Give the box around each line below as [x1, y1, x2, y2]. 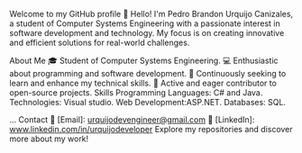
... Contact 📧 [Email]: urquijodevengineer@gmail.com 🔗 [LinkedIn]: [9, 114, 255, 125]
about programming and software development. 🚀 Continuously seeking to [9, 68, 287, 78]
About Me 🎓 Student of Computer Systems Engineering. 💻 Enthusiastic [9, 55, 279, 66]
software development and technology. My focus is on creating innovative [9, 28, 285, 38]
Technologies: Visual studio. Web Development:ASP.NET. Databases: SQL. [9, 97, 287, 107]
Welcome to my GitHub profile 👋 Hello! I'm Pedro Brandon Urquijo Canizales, [9, 9, 294, 19]
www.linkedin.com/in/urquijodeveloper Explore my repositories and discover [9, 124, 293, 134]
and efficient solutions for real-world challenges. [9, 37, 190, 48]
